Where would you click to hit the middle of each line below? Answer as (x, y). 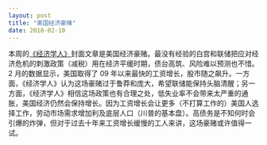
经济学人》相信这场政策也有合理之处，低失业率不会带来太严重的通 (140, 93)
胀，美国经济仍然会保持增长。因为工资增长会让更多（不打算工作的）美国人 (130, 103)
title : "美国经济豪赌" (42, 23)
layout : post (30, 15)
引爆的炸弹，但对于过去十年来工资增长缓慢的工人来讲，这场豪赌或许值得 (126, 123)
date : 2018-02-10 (37, 30)
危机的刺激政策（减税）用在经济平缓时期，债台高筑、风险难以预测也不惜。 (137, 63)
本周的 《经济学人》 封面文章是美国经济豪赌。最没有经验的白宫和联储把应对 (130, 54)
